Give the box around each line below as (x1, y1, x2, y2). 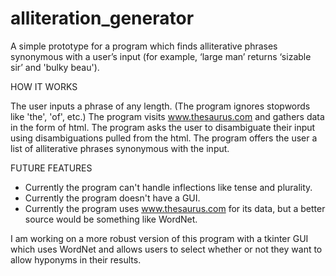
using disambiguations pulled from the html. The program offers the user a (10, 132, 318, 144)
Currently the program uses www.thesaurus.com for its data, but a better (24, 202, 326, 214)
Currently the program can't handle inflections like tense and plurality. (24, 181, 313, 193)
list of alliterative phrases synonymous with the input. (10, 142, 230, 154)
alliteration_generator (10, 7, 195, 30)
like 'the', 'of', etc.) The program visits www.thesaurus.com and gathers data (10, 110, 325, 122)
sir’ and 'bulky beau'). (10, 61, 100, 73)
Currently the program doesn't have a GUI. (24, 192, 201, 204)
